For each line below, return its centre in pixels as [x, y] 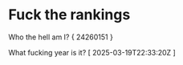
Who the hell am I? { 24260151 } [61, 37]
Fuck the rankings [69, 15]
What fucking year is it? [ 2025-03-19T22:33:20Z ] [92, 52]
